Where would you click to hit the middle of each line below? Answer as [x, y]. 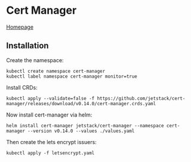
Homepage [20, 27]
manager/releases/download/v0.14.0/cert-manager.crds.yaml [81, 103]
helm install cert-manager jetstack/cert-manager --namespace [85, 126]
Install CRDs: [22, 87]
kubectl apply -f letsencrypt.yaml [50, 153]
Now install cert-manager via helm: [49, 115]
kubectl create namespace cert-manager [56, 71]
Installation [27, 46]
